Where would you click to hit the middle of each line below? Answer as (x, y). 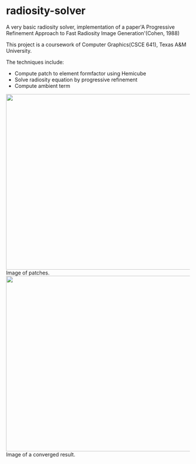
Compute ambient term (42, 85)
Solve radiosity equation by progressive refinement (76, 80)
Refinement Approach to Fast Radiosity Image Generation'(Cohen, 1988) (93, 33)
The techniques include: (35, 62)
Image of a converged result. (41, 454)
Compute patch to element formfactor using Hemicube (80, 73)
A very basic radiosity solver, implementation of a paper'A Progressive (90, 27)
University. (19, 50)
